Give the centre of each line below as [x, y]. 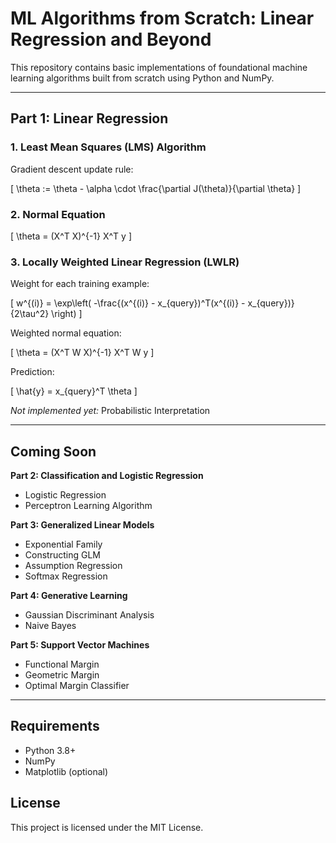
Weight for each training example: [80, 284]
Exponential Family [63, 544]
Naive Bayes [50, 626]
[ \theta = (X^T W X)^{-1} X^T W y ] [82, 353]
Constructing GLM [62, 555]
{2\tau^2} [30, 314]
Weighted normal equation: [66, 333]
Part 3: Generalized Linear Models [82, 525]
